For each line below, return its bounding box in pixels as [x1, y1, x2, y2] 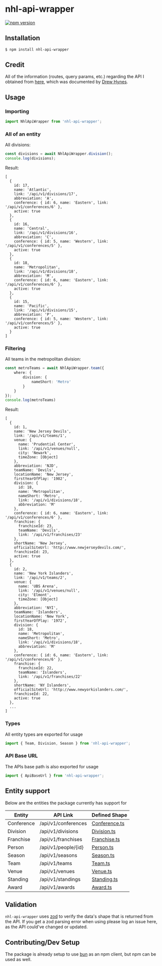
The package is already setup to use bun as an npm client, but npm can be [5, 951, 156, 957]
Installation [5, 34, 40, 42]
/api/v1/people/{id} [39, 844, 84, 850]
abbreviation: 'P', [14, 312, 54, 317]
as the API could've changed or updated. [5, 924, 88, 930]
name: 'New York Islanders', [14, 571, 74, 576]
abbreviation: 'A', [14, 196, 54, 201]
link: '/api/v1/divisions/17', [14, 192, 78, 197]
